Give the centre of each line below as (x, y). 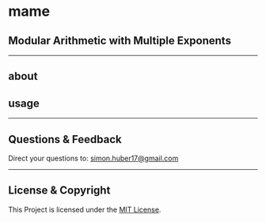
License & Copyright (59, 191)
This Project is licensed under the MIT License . (85, 209)
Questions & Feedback (65, 139)
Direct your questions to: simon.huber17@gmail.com (93, 158)
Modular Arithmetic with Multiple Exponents (120, 41)
